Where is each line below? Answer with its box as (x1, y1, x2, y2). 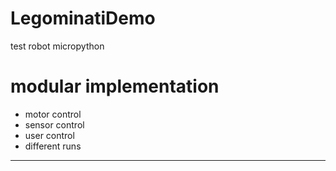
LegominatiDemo (10, 7, 156, 30)
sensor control (24, 118, 85, 131)
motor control (24, 108, 82, 120)
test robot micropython (10, 40, 105, 52)
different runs (24, 140, 82, 152)
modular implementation (10, 75, 220, 98)
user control (24, 129, 75, 141)
